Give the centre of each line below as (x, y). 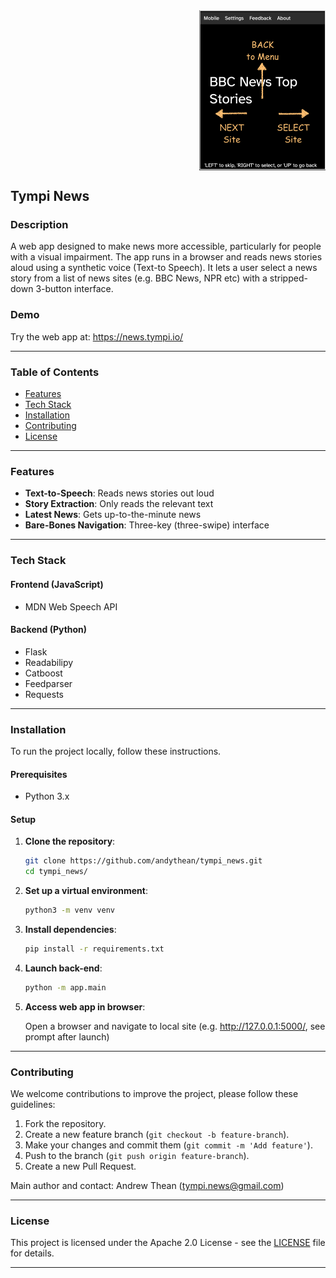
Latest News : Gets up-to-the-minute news (113, 515)
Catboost (43, 673)
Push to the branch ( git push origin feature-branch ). (137, 1156)
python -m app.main (65, 987)
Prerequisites (39, 774)
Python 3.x (47, 796)
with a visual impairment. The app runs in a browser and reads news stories (166, 257)
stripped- (288, 278)
